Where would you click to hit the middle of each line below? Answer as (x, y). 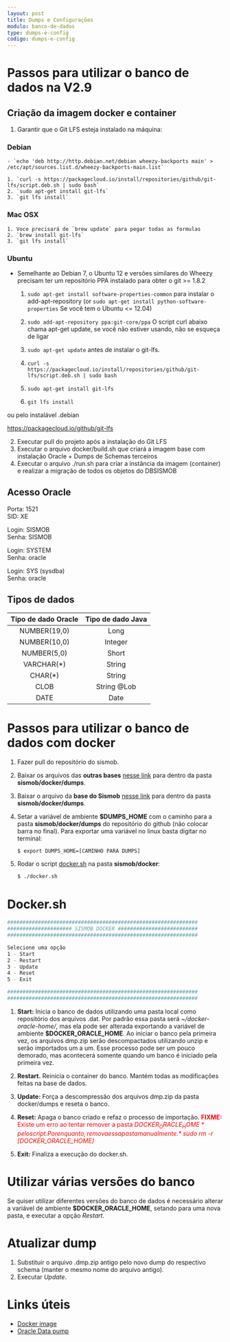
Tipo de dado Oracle (45, 619)
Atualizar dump (52, 1243)
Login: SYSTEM (29, 550)
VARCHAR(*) (45, 664)
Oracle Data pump (43, 1331)
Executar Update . (42, 1277)
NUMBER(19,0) (45, 631)
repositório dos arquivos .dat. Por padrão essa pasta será (98, 1018)
